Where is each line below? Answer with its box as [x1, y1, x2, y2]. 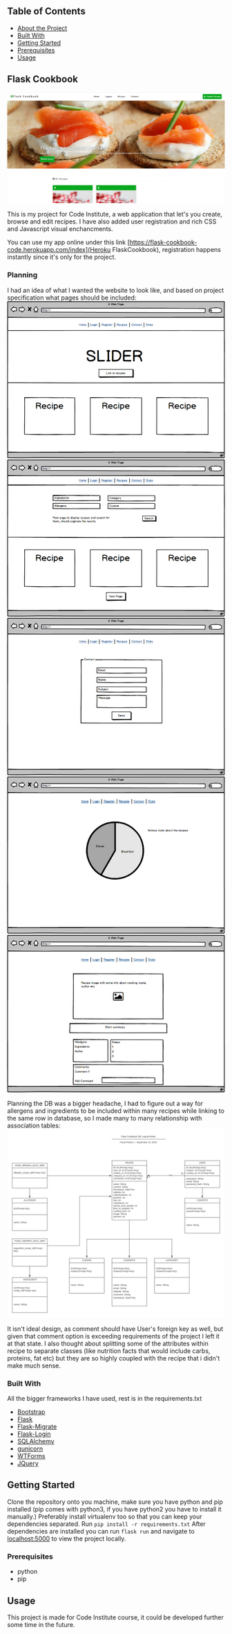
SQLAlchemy [17, 1437, 55, 1446]
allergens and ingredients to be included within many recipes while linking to [7, 1107, 224, 1115]
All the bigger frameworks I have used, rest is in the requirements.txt [7, 1395, 202, 1403]
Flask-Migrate [17, 1422, 57, 1431]
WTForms [17, 1452, 46, 1460]
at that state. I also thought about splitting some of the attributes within [7, 1339, 209, 1347]
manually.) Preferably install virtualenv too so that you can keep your [7, 1512, 202, 1520]
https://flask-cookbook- [129, 238, 197, 246]
